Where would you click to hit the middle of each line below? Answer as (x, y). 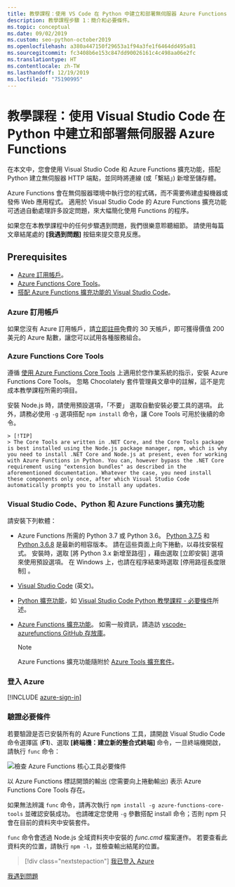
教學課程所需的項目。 (50, 390)
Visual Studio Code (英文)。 (58, 586)
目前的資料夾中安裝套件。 (56, 822)
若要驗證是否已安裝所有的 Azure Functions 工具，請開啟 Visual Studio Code (116, 733)
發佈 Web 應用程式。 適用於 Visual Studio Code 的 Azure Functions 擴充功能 (117, 202)
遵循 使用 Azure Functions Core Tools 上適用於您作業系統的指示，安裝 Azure (118, 373)
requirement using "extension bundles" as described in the (97, 467)
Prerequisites (37, 257)
